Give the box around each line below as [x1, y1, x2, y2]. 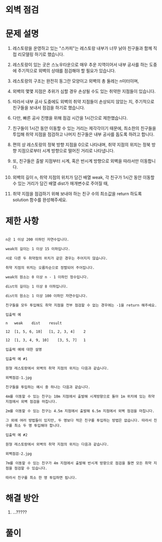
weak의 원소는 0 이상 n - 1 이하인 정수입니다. [5, 275, 89, 280]
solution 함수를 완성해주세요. [12, 197, 67, 203]
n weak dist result [5, 321, 62, 326]
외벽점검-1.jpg [5, 375, 32, 381]
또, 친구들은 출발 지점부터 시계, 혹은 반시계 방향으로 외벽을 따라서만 [12, 158, 139, 164]
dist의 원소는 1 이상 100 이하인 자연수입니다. [5, 294, 88, 299]
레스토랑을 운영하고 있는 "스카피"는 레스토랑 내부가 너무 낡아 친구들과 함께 [12, 46, 152, 51]
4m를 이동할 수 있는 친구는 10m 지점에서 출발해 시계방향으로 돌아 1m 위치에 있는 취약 [5, 394, 155, 399]
